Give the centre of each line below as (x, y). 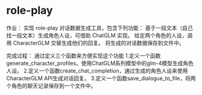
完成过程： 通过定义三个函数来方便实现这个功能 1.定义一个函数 (84, 55)
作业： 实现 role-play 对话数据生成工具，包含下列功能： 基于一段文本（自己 (99, 28)
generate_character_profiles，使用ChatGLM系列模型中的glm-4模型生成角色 (100, 63)
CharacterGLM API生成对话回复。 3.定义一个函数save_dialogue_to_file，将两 (101, 78)
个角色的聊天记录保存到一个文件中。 (51, 85)
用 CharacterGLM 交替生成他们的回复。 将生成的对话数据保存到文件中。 (96, 43)
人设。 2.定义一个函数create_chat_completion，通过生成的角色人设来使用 (97, 70)
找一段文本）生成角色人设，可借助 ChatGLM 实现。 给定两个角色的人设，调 (99, 35)
